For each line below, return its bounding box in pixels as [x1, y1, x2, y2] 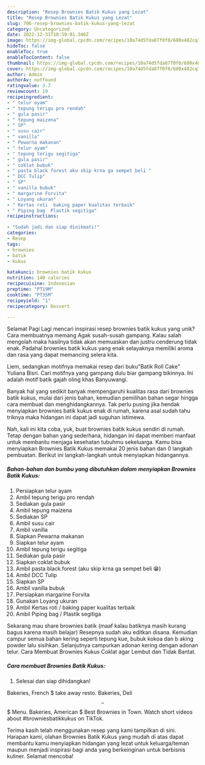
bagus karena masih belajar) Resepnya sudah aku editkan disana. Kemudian [7, 629, 198, 636]
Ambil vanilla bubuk [15, 584, 66, 592]
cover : [7, 65, 24, 72]
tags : [7, 241, 21, 247]
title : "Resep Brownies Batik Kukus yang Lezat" [7, 15, 133, 21]
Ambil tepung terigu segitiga [15, 545, 87, 553]
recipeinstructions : [7, 213, 60, 220]
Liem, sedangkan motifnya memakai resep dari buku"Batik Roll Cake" [7, 363, 181, 370]
